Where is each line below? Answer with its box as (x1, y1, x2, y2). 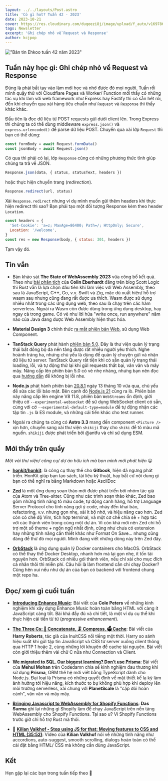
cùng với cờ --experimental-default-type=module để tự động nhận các (12, 404, 158, 410)
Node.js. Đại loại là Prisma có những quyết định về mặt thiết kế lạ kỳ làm (12, 675, 161, 681)
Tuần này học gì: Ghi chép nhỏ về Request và (5, 64, 148, 72)
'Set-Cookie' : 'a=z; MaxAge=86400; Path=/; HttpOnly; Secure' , (9, 223, 144, 228)
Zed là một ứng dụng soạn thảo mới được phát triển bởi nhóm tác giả (12, 488, 154, 494)
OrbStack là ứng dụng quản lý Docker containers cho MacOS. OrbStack (12, 545, 161, 551)
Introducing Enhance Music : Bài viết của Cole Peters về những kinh (12, 600, 154, 606)
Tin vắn (5, 260, 29, 269)
